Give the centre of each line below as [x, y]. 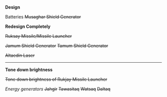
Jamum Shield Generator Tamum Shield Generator [57, 46]
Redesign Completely [28, 26]
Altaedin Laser [20, 55]
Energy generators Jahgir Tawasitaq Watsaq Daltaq [58, 89]
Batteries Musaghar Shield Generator [43, 17]
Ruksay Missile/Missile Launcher [39, 36]
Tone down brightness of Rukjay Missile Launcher [56, 79]
